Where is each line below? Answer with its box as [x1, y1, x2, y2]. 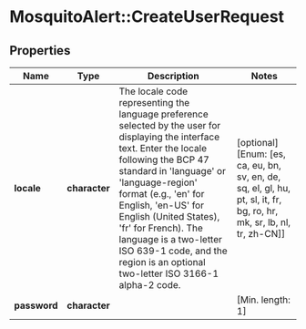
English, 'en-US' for [118, 199, 205, 211]
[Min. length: [236, 293, 291, 306]
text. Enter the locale [118, 142, 208, 154]
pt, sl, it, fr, [236, 193, 282, 206]
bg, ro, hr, [236, 205, 279, 217]
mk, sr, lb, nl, [236, 216, 291, 229]
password [14, 299, 58, 312]
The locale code [118, 85, 189, 98]
